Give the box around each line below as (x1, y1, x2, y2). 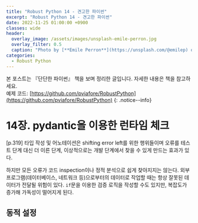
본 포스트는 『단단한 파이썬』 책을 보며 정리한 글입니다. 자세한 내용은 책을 (6, 75, 175, 82)
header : (6, 31, 25, 37)
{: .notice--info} (114, 96, 152, 103)
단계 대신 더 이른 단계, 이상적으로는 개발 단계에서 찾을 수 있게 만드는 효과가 (12, 147, 184, 154)
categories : (6, 53, 35, 58)
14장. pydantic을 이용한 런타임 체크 (6, 119, 170, 132)
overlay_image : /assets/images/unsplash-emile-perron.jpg (11, 36, 157, 42)
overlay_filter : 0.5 (11, 42, 62, 48)
